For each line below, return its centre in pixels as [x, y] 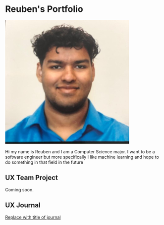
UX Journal [23, 205]
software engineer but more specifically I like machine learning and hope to [82, 157]
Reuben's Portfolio [44, 9]
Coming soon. [19, 189]
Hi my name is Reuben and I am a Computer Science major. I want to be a [80, 151]
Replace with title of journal [33, 217]
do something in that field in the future [44, 162]
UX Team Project [32, 178]
